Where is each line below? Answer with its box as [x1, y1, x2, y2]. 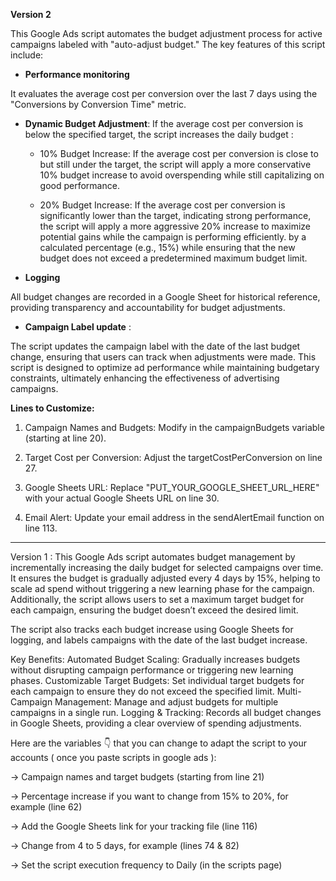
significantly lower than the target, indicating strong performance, [39, 210, 312, 221]
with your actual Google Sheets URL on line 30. [24, 492, 220, 504]
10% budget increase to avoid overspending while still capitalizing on [39, 169, 325, 181]
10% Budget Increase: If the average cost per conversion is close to [39, 148, 319, 159]
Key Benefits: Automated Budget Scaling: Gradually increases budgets [10, 654, 301, 665]
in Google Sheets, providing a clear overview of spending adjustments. [10, 717, 302, 729]
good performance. [39, 180, 120, 191]
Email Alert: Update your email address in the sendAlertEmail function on [24, 512, 325, 523]
